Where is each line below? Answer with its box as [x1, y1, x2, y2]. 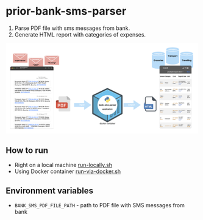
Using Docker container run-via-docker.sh [14, 168, 121, 175]
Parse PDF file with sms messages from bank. [14, 24, 130, 32]
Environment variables [5, 185, 94, 196]
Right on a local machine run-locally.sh [14, 161, 113, 169]
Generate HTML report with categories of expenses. [14, 30, 146, 38]
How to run [5, 145, 49, 156]
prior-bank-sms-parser [5, 4, 127, 18]
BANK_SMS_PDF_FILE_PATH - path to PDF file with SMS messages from [14, 202, 185, 209]
